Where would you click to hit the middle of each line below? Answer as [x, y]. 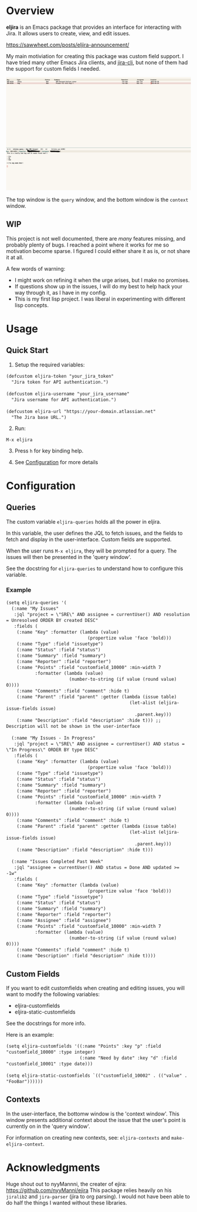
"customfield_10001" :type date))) [50, 1064]
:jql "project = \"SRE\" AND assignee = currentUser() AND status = [99, 744]
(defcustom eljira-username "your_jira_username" [68, 394]
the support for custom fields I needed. [53, 68]
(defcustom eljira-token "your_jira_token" [60, 376]
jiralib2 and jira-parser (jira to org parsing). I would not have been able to [98, 1196]
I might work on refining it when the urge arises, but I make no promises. [102, 280]
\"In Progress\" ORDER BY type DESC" [52, 750]
